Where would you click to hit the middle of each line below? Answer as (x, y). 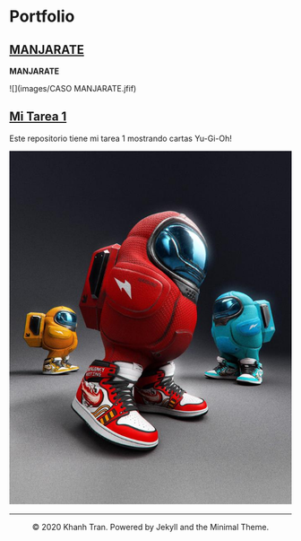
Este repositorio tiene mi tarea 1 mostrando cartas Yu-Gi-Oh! (121, 138)
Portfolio (42, 17)
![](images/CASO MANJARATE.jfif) (73, 88)
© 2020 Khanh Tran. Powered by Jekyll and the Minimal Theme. (150, 527)
